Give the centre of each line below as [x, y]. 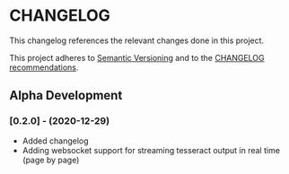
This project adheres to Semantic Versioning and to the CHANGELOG [137, 57]
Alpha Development [66, 96]
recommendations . [44, 67]
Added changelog [55, 141]
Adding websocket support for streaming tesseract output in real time [151, 150]
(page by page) [51, 160]
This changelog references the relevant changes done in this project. [137, 40]
